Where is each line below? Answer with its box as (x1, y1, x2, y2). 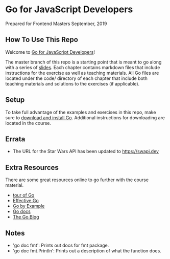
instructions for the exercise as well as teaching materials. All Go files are (5, 70, 159, 76)
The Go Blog (12, 214, 39, 220)
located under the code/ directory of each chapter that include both (5, 75, 148, 81)
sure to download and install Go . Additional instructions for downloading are (5, 114, 165, 121)
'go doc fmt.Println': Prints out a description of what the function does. (12, 248, 162, 254)
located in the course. (5, 120, 51, 126)
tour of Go (12, 192, 35, 198)
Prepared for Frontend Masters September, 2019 (5, 20, 107, 27)
